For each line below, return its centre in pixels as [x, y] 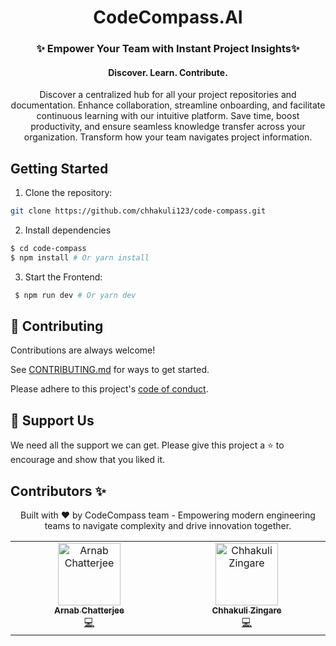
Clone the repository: [68, 193]
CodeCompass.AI [168, 17]
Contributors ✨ [58, 491]
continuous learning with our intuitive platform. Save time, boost [168, 116]
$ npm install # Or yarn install [80, 257]
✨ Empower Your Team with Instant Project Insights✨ [168, 49]
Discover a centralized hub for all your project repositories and [168, 95]
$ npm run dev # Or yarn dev [75, 295]
